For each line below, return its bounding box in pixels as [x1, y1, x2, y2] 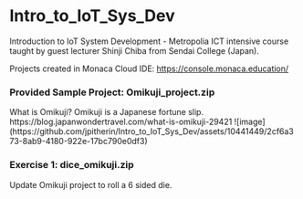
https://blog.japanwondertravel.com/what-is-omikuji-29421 [9, 116, 233, 128]
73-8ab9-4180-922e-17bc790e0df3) [9, 136, 148, 147]
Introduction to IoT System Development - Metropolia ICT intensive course [9, 36, 289, 47]
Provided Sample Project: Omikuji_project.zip [9, 86, 215, 99]
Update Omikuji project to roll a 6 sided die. [9, 179, 172, 190]
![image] [234, 116, 266, 128]
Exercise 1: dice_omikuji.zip [9, 159, 134, 172]
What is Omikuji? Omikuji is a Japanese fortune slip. [9, 107, 204, 118]
